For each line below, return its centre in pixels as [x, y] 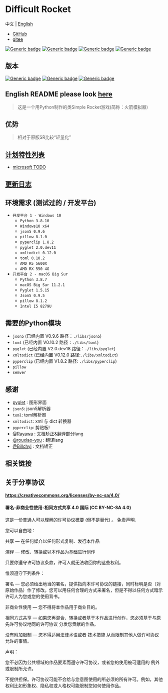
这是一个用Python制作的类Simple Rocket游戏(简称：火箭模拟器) [83, 107]
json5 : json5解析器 [31, 409]
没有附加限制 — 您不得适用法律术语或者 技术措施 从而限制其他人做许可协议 [82, 635]
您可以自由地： [20, 530]
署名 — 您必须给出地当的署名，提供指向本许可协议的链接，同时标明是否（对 [83, 583]
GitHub [20, 34]
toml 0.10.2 [32, 258]
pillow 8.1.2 [33, 301]
